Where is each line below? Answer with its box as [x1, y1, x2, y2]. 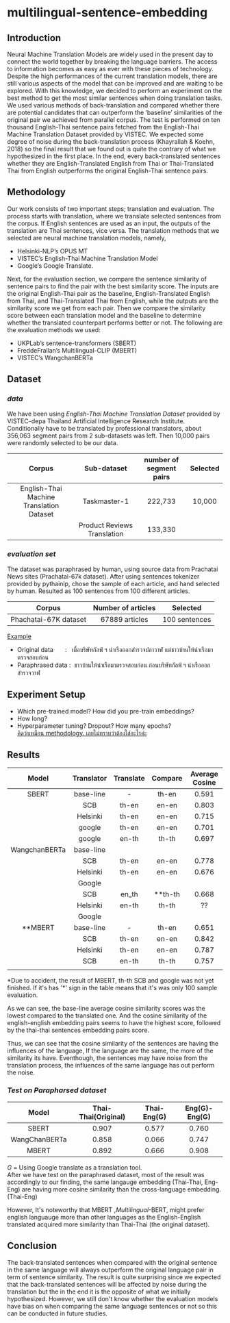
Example [7, 632, 32, 640]
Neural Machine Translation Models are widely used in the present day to [7, 50, 214, 58]
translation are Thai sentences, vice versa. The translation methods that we [7, 226, 220, 234]
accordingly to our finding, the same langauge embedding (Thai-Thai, [7, 1178, 203, 1186]
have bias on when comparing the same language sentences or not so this [7, 1302, 218, 1310]
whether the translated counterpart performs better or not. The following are [7, 318, 223, 327]
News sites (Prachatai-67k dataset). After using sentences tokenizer [7, 572, 200, 580]
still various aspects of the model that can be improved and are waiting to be [7, 79, 223, 87]
